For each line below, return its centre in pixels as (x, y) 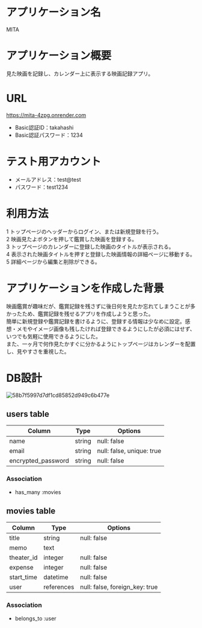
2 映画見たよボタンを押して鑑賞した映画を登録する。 (72, 239)
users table (28, 414)
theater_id (23, 557)
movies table (31, 511)
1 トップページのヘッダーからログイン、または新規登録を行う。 (84, 231)
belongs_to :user (35, 618)
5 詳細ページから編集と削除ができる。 (53, 262)
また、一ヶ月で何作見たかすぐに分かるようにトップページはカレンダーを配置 (101, 344)
